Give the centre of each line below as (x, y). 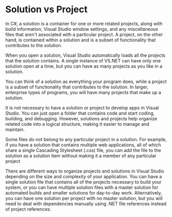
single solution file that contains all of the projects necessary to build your (83, 182)
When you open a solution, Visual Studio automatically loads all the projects (85, 55)
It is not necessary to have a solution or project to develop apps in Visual (82, 107)
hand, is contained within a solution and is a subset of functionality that (81, 40)
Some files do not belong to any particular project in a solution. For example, (86, 139)
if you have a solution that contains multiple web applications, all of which (83, 145)
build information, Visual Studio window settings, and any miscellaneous (82, 29)
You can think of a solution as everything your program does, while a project (86, 81)
